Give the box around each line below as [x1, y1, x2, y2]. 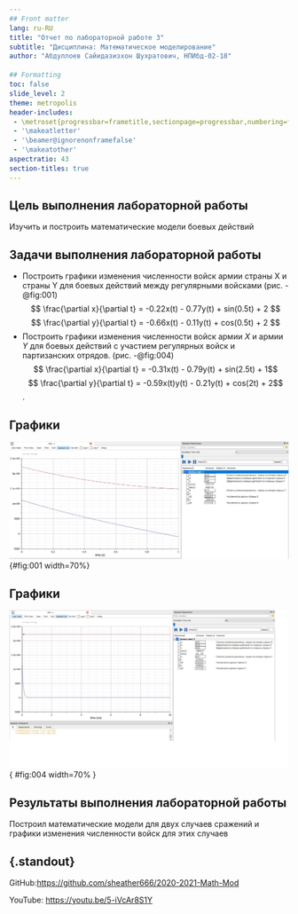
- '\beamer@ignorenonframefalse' [12, 136, 137, 146]
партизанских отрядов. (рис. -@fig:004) [21, 351, 175, 361]
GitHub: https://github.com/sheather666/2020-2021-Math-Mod [9, 878, 239, 888]
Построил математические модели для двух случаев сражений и [9, 819, 260, 830]
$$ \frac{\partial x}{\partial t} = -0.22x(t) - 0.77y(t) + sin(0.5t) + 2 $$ [30, 303, 281, 314]
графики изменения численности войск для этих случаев [9, 828, 229, 839]
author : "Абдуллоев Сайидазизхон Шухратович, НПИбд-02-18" [9, 51, 232, 61]
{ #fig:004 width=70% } [9, 769, 97, 780]
